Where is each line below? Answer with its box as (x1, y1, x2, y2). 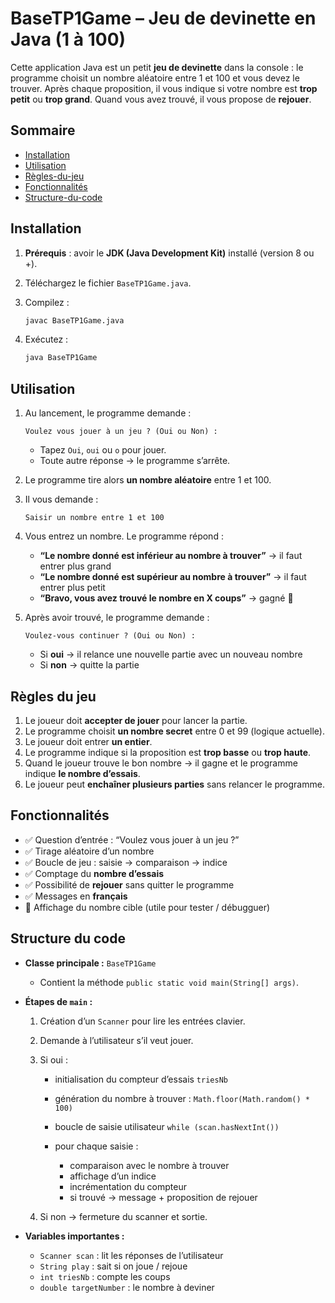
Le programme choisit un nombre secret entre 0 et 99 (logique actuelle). (24, 725, 325, 737)
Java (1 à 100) (10, 28, 127, 51)
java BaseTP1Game (24, 353, 98, 363)
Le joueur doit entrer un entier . (24, 735, 153, 747)
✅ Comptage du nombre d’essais (24, 867, 165, 879)
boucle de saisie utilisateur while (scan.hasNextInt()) (54, 1120, 280, 1132)
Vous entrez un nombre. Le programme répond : (24, 530, 224, 542)
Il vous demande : (24, 493, 99, 506)
